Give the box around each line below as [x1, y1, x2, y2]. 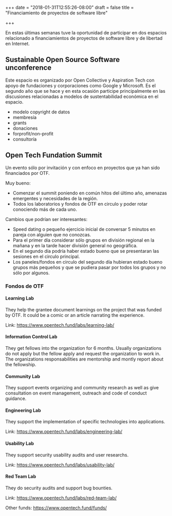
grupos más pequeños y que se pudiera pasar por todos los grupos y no [12, 264, 166, 270]
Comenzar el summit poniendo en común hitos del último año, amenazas [12, 190, 167, 196]
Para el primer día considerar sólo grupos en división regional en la [12, 237, 155, 243]
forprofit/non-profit [12, 130, 54, 136]
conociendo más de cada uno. [12, 206, 78, 212]
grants [12, 120, 27, 126]
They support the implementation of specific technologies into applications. [5, 419, 165, 425]
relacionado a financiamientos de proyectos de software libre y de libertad [5, 35, 163, 41]
